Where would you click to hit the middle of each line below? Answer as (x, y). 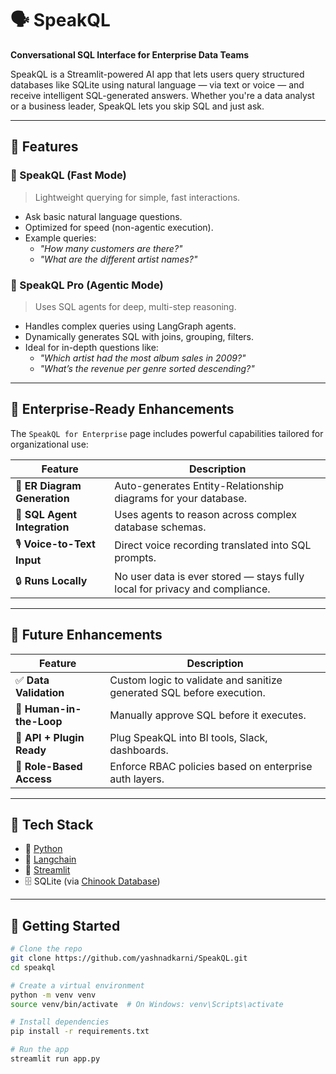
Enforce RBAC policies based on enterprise (211, 766)
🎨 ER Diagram (48, 485)
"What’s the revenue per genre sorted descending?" (147, 368)
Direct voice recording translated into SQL (213, 545)
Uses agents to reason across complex (205, 514)
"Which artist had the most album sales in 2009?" (143, 358)
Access (33, 779)
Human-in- (53, 709)
